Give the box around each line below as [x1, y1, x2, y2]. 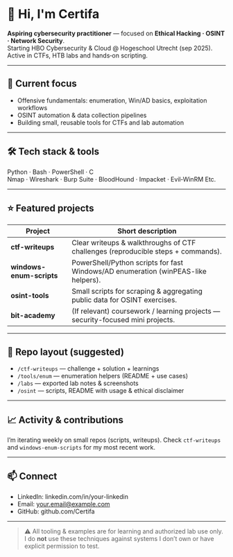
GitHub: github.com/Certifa [17, 507, 95, 515]
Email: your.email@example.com [17, 499, 110, 508]
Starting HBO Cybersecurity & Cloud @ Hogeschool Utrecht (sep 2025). [7, 44, 213, 52]
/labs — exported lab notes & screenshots [17, 379, 139, 387]
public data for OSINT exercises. [71, 295, 178, 305]
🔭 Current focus [7, 78, 78, 89]
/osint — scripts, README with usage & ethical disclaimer [17, 387, 184, 395]
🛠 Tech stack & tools [7, 145, 99, 158]
